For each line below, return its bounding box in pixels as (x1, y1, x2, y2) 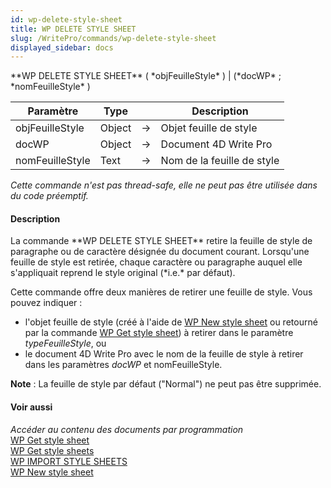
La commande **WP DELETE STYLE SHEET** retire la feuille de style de (10, 235, 313, 247)
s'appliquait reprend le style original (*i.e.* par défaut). (10, 267, 236, 279)
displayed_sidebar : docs (10, 42, 114, 53)
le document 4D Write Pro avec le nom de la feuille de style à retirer (24, 348, 304, 360)
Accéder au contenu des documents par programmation (10, 423, 244, 435)
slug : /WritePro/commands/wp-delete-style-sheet (10, 33, 217, 43)
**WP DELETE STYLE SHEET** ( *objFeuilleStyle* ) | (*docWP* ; (10, 70, 282, 82)
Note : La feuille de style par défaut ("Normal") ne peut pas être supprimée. (10, 378, 322, 390)
